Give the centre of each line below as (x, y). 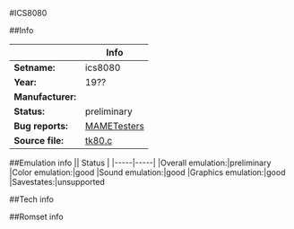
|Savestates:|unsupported (57, 182)
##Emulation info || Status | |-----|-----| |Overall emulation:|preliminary (140, 163)
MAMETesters (115, 126)
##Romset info (37, 216)
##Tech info (31, 199)
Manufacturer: (45, 97)
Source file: (39, 141)
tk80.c (99, 141)
